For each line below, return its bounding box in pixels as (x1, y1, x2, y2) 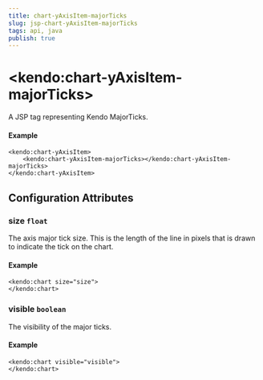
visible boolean (8, 304, 67, 315)
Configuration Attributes (8, 191, 134, 204)
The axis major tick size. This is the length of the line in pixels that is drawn (8, 233, 256, 243)
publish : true (8, 34, 56, 42)
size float (8, 215, 48, 226)
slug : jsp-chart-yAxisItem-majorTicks (8, 19, 138, 27)
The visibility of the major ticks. (8, 321, 112, 331)
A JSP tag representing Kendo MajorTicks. (8, 112, 148, 122)
